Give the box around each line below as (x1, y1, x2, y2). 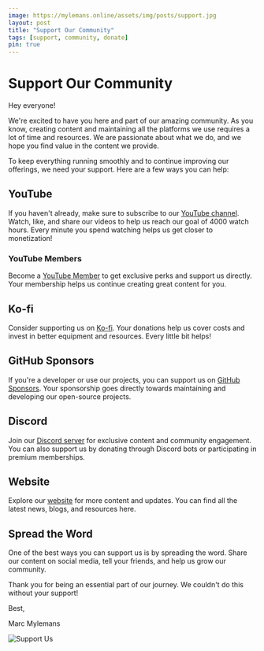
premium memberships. (8, 452, 85, 461)
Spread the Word (8, 527, 93, 540)
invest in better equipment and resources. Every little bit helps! (8, 331, 211, 341)
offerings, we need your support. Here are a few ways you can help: (8, 165, 229, 174)
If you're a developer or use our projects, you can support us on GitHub (8, 375, 240, 384)
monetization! (8, 233, 53, 242)
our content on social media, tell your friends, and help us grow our (8, 557, 226, 566)
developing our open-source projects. (8, 391, 132, 401)
